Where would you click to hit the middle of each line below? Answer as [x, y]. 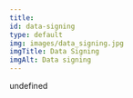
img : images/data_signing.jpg [67, 43]
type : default [36, 34]
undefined [29, 86]
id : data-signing [42, 26]
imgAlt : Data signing [51, 60]
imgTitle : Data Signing [55, 52]
